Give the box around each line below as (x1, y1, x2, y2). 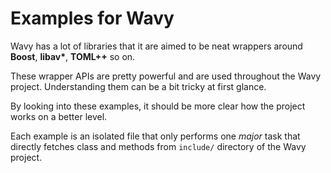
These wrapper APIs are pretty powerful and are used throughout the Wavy (10, 70, 322, 82)
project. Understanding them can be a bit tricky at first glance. (10, 80, 267, 92)
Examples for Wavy (10, 7, 175, 30)
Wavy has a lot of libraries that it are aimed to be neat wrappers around (10, 40, 303, 52)
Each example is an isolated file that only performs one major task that (10, 130, 301, 142)
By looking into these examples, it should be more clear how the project (10, 100, 306, 112)
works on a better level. (10, 110, 108, 122)
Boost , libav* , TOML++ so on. (10, 50, 136, 62)
